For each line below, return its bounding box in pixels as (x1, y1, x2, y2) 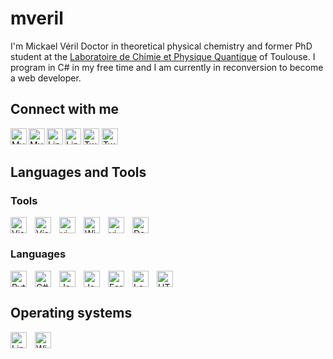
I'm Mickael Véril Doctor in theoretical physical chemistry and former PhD (10, 40, 313, 52)
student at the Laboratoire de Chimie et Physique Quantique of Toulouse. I (10, 50, 316, 62)
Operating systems (10, 305, 133, 322)
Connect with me (10, 101, 120, 118)
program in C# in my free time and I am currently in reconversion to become (10, 61, 324, 73)
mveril (10, 7, 64, 30)
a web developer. (10, 72, 82, 84)
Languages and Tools (10, 164, 147, 181)
